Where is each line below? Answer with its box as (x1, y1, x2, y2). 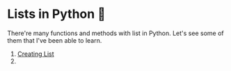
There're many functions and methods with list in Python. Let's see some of (7, 29, 224, 37)
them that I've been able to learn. (7, 36, 102, 44)
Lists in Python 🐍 (7, 6, 106, 22)
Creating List (17, 50, 54, 58)
